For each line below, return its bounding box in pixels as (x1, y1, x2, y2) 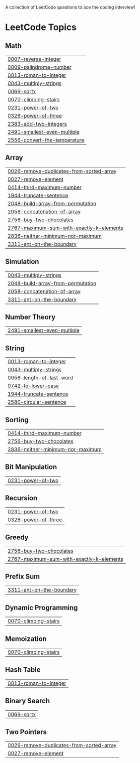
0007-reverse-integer (7, 56, 61, 62)
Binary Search (5, 697, 50, 705)
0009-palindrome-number (7, 64, 71, 70)
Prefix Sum (5, 572, 40, 581)
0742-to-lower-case (7, 382, 59, 389)
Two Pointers (5, 728, 47, 736)
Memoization (5, 634, 47, 643)
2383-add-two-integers (7, 121, 67, 127)
